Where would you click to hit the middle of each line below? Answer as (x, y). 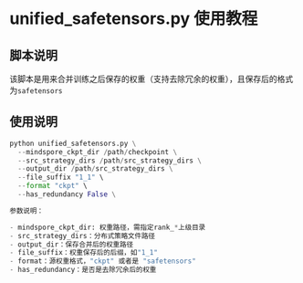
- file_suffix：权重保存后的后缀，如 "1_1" (84, 253)
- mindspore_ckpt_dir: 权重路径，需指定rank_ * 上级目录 (108, 227)
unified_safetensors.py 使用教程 (134, 19)
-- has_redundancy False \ (67, 194)
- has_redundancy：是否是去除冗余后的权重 (83, 270)
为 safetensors (36, 90)
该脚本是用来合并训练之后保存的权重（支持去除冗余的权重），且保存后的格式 (151, 79)
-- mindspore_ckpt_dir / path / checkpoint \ (98, 152)
